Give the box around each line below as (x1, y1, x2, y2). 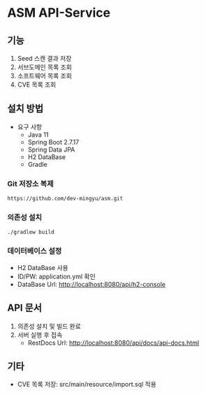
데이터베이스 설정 (7, 246, 62, 256)
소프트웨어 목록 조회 (17, 72, 72, 80)
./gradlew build (7, 229, 54, 236)
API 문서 (7, 302, 42, 314)
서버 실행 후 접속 (17, 330, 63, 339)
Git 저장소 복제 (7, 179, 54, 188)
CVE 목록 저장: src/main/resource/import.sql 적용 (17, 380, 157, 389)
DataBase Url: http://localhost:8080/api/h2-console (17, 280, 166, 288)
